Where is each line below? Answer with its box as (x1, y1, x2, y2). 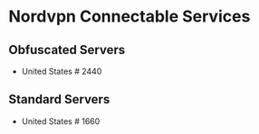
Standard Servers (8, 92, 110, 107)
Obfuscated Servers (8, 42, 126, 58)
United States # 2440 (21, 66, 102, 76)
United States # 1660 (21, 115, 101, 127)
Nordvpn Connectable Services (8, 6, 251, 27)
